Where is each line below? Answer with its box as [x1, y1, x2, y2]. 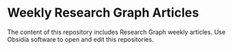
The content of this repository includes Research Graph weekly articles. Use [7, 28, 226, 36]
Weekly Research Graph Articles [7, 5, 200, 21]
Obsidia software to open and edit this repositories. [7, 35, 154, 43]
